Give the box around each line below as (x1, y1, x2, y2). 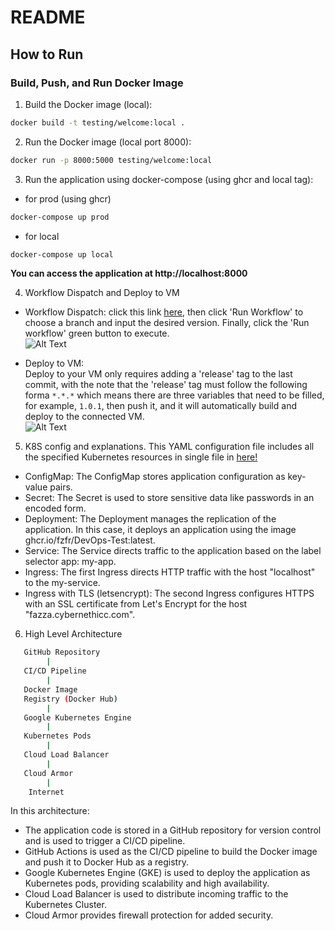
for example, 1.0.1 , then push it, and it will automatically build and (24, 400, 297, 412)
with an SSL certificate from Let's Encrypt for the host (24, 598, 248, 610)
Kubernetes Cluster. (24, 899, 107, 911)
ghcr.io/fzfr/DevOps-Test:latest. (24, 534, 156, 546)
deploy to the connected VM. (24, 411, 145, 423)
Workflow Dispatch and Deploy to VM (24, 287, 180, 299)
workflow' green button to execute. (24, 327, 170, 340)
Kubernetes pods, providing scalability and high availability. (24, 877, 270, 890)
